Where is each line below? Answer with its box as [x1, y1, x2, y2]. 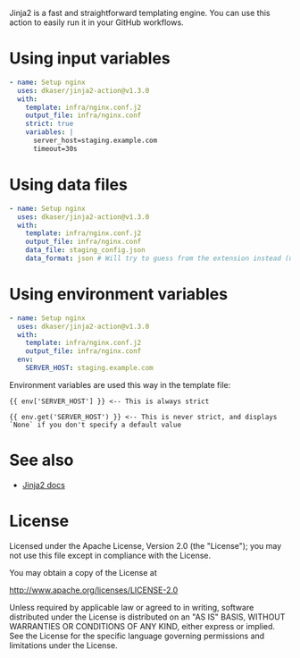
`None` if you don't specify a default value [9, 420, 181, 429]
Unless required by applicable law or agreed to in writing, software [9, 602, 254, 612]
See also [9, 451, 74, 470]
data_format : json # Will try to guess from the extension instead [25, 254, 281, 263]
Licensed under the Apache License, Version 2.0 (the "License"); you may [9, 540, 282, 551]
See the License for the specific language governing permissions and [9, 630, 265, 641]
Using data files [9, 174, 128, 195]
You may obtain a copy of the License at [9, 567, 158, 578]
